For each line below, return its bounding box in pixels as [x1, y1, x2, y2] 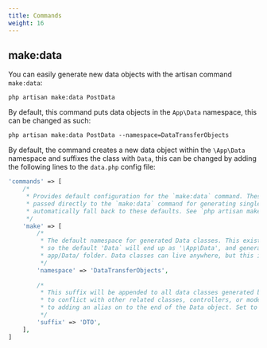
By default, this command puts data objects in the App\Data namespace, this [8, 108, 257, 117]
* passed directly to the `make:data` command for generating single [25, 200, 261, 208]
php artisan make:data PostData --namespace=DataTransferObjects [8, 131, 229, 139]
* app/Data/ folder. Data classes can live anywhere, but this [40, 252, 254, 260]
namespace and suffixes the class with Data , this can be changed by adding [8, 154, 257, 163]
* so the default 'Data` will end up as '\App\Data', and [40, 244, 237, 252]
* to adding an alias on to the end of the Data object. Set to [40, 303, 258, 311]
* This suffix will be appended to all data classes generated [40, 288, 254, 297]
